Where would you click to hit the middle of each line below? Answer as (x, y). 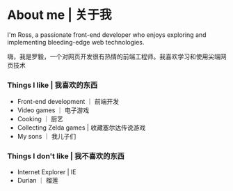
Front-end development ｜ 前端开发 (68, 102)
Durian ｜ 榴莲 (38, 180)
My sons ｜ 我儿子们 (47, 137)
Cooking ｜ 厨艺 (40, 119)
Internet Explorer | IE (47, 171)
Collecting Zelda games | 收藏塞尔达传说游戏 (81, 128)
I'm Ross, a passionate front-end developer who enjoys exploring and (107, 35)
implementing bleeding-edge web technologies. (76, 42)
